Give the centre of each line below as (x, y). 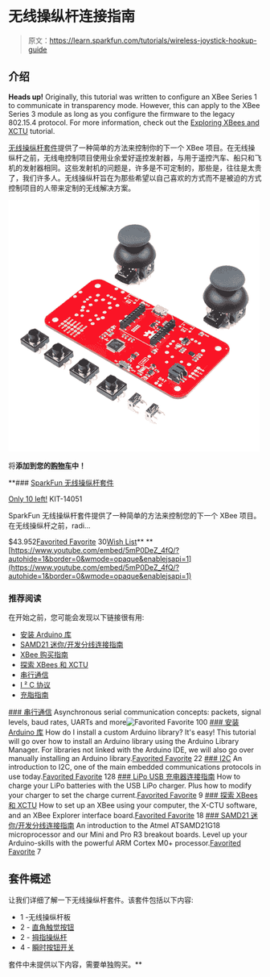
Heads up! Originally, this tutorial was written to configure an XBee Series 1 (133, 97)
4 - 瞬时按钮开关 (47, 947)
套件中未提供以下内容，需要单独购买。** (76, 964)
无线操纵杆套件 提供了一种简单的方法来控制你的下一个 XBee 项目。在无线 (128, 148)
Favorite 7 (25, 852)
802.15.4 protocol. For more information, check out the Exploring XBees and (134, 123)
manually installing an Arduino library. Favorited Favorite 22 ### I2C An (125, 759)
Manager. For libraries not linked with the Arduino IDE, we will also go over (131, 750)
